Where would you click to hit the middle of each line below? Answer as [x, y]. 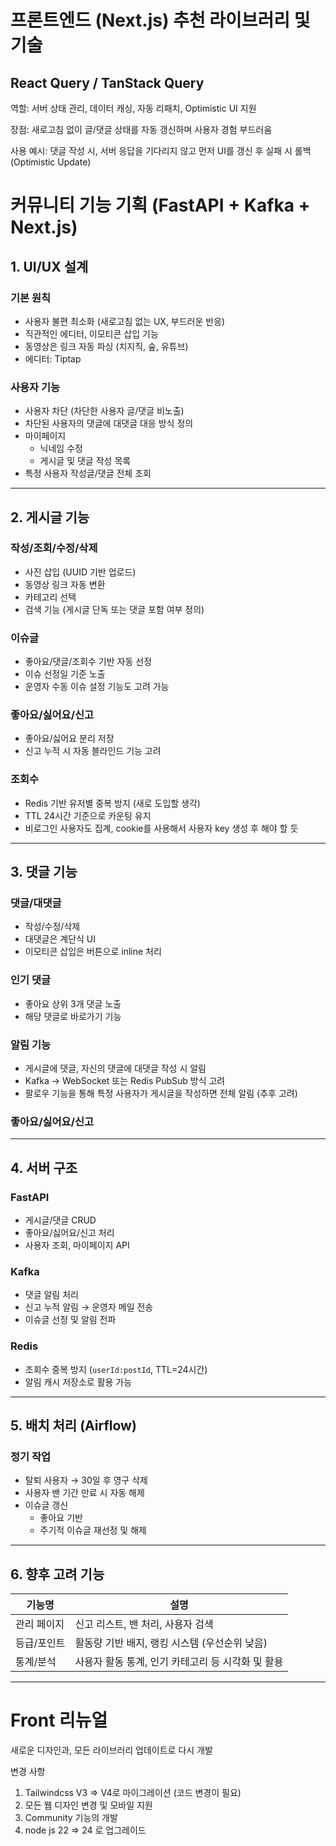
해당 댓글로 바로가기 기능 [73, 1016]
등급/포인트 [40, 1643]
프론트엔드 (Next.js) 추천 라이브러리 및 [160, 20]
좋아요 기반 [61, 1518]
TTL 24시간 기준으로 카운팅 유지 [88, 815]
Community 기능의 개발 [71, 1818]
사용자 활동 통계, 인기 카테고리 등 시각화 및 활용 [179, 1662]
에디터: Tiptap [53, 358]
